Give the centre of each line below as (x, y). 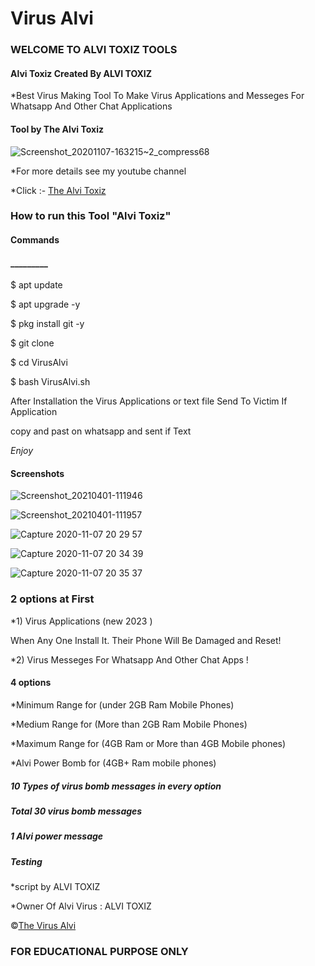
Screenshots (37, 473)
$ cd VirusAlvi (39, 363)
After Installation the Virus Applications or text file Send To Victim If (149, 401)
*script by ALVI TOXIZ (55, 887)
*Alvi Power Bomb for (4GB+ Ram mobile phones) (113, 763)
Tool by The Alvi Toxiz (57, 129)
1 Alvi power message (57, 836)
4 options (31, 683)
